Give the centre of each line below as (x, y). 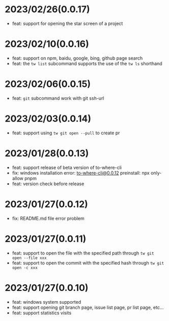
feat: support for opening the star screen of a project (67, 23)
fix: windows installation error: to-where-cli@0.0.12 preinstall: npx (81, 173)
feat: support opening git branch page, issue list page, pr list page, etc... (88, 307)
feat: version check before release (48, 184)
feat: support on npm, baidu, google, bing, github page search (77, 58)
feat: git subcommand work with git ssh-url (58, 98)
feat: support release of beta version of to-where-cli (67, 167)
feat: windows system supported (47, 302)
